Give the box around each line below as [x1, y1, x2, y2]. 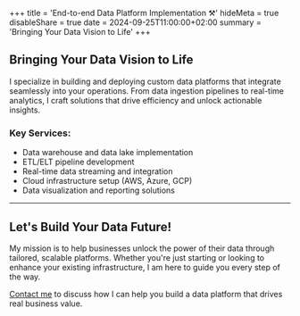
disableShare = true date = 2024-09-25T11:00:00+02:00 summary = [9, 17, 262, 28]
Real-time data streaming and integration [21, 166, 173, 177]
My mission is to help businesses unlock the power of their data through [9, 243, 275, 254]
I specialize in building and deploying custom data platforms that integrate [9, 76, 281, 87]
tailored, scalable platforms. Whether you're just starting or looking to [9, 252, 265, 262]
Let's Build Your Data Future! [9, 219, 172, 235]
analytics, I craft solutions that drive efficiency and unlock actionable [9, 95, 262, 105]
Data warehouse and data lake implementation [21, 147, 194, 158]
